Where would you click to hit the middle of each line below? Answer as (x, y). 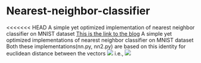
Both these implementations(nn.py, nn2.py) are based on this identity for (96, 46)
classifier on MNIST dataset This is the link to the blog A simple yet (89, 33)
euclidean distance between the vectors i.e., (65, 53)
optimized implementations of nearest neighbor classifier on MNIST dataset (100, 40)
